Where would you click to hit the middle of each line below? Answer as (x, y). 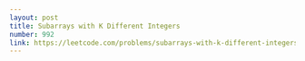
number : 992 (32, 34)
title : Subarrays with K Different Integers (95, 26)
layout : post (34, 17)
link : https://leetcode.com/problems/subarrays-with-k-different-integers (154, 43)
